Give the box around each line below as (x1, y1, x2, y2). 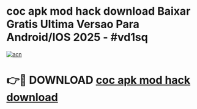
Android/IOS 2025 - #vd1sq (6, 31, 148, 44)
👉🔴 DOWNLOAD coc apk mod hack (6, 73, 191, 87)
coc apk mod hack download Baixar (6, 4, 191, 18)
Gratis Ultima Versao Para (6, 17, 139, 31)
